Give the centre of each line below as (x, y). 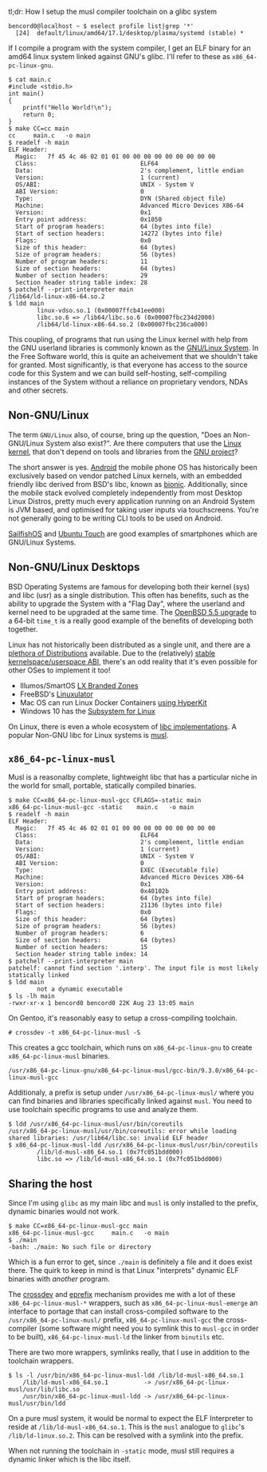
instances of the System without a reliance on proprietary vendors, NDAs (128, 382)
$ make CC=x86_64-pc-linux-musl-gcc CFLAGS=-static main (105, 800)
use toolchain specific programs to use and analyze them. (103, 1110)
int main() (26, 94)
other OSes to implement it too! (59, 670)
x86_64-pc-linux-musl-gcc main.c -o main (89, 1233)
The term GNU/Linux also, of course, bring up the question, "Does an (120, 434)
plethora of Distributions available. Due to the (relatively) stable (112, 653)
